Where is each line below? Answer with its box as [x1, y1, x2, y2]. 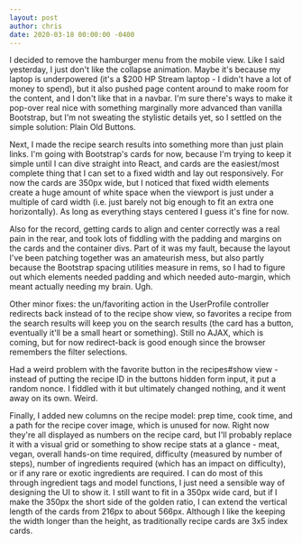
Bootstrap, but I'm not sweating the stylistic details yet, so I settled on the [9, 112, 282, 123]
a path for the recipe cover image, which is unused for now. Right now [9, 420, 270, 431]
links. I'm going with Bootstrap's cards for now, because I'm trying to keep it [9, 149, 292, 160]
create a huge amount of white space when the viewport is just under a [9, 187, 274, 198]
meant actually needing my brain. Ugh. [9, 281, 153, 292]
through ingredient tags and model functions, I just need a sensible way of [9, 477, 286, 488]
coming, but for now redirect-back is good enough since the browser [9, 337, 266, 348]
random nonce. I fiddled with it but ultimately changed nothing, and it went [9, 383, 287, 394]
